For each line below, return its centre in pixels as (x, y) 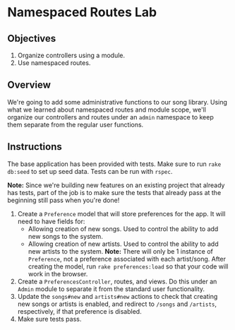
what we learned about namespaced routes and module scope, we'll (107, 110)
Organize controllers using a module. (71, 55)
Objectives (32, 39)
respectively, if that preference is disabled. (80, 311)
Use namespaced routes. (54, 63)
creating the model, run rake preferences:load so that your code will (128, 266)
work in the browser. (58, 273)
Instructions (35, 147)
